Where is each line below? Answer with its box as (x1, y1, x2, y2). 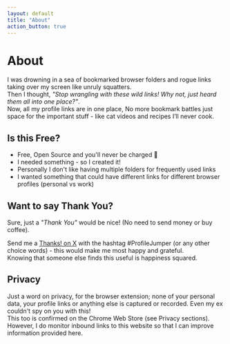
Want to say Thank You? (7, 200, 114, 211)
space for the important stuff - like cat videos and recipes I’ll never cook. (7, 112, 214, 121)
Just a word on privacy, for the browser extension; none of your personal (7, 292, 215, 300)
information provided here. (7, 329, 83, 337)
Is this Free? (7, 132, 61, 144)
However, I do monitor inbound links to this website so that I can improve (7, 321, 214, 329)
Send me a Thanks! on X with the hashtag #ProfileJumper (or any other (7, 239, 210, 247)
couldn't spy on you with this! (7, 307, 91, 315)
